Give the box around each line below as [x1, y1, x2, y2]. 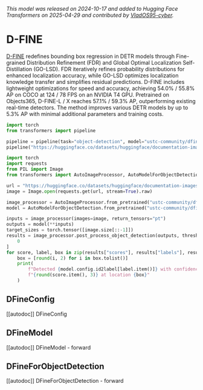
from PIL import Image [6, 166, 63, 173]
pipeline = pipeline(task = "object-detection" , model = [6, 138, 145, 144]
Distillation [6, 65, 33, 72]
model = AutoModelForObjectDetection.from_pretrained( [6, 205, 147, 211]
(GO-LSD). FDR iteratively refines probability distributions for [33, 65, 185, 72]
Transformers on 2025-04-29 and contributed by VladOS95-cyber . [6, 11, 174, 19]
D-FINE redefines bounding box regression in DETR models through [6, 53, 175, 60]
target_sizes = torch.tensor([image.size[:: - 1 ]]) [6, 227, 134, 233]
